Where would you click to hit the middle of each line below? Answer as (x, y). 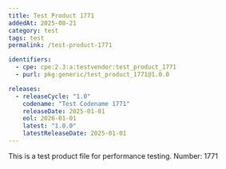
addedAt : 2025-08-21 (43, 23)
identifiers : (30, 60)
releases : (25, 88)
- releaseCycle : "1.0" (53, 96)
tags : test (26, 38)
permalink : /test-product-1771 (60, 45)
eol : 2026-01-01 (50, 119)
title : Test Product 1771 (51, 16)
